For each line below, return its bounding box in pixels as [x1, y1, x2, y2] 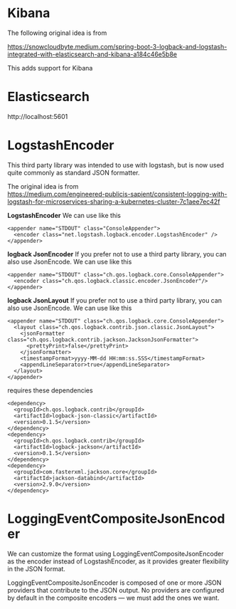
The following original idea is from [7, 28, 107, 37]
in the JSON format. [7, 564, 66, 573]
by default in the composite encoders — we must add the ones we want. [7, 593, 220, 602]
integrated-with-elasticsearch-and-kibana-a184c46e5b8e [7, 50, 178, 58]
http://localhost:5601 [7, 112, 68, 120]
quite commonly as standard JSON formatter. [7, 168, 140, 177]
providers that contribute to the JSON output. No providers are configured [7, 585, 225, 594]
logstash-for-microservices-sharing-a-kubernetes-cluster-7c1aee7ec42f [7, 197, 220, 206]
